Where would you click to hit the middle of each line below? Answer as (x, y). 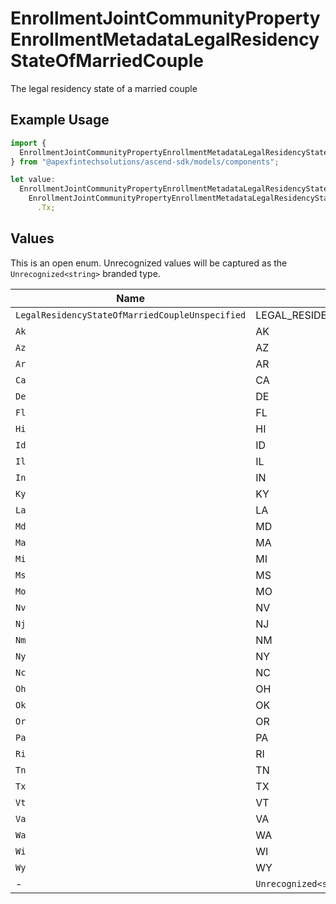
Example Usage (60, 120)
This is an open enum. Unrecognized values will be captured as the (149, 263)
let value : (33, 180)
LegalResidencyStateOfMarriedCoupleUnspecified (131, 315)
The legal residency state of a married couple (104, 88)
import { (28, 143)
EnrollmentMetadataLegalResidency (165, 39)
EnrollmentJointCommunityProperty (165, 18)
